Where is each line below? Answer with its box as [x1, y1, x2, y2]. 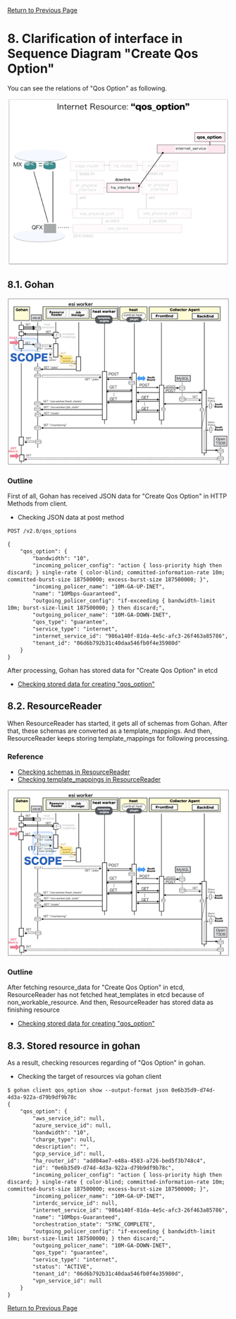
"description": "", [32, 1143, 90, 1150]
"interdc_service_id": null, [32, 1200, 118, 1207]
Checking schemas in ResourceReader [17, 768, 130, 776]
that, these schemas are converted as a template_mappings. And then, [7, 727, 213, 735]
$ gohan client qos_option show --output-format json [7, 1087, 169, 1094]
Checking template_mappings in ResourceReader [17, 775, 161, 784]
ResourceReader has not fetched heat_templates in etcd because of [7, 991, 204, 999]
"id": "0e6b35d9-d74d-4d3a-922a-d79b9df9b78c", [32, 1164, 175, 1171]
